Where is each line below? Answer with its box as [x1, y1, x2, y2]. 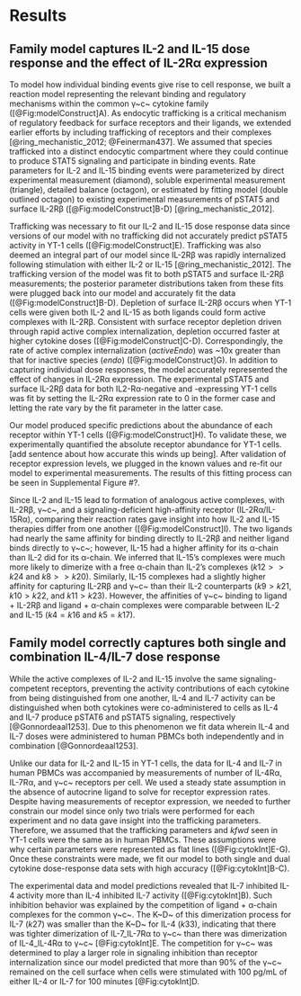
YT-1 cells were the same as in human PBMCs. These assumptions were [9, 834, 277, 845]
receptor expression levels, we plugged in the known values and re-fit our [9, 458, 283, 469]
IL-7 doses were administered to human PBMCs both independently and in [9, 731, 285, 741]
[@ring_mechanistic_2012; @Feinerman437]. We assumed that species [9, 137, 273, 147]
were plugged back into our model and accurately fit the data [9, 288, 236, 298]
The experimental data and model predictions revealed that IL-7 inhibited [9, 880, 279, 891]
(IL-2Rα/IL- [236, 505, 277, 515]
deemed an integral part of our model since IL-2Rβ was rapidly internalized [9, 249, 286, 260]
